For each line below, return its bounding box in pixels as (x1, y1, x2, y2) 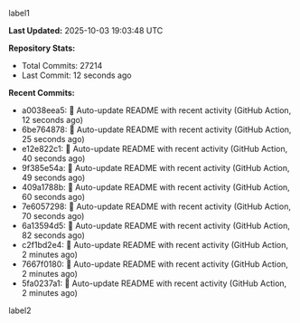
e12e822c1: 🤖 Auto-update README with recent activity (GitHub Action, (21, 144, 288, 154)
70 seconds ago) (21, 211, 85, 221)
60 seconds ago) (21, 192, 86, 202)
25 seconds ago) (21, 134, 85, 144)
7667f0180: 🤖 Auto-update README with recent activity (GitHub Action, (21, 259, 288, 270)
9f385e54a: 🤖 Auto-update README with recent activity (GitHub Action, (21, 163, 290, 173)
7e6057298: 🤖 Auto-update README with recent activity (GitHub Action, (21, 201, 291, 212)
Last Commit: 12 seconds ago (21, 70, 132, 81)
